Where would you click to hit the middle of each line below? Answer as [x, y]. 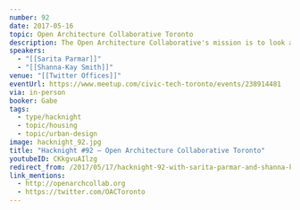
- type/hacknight [50, 117]
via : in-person [37, 92]
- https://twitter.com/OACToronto [81, 192]
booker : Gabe [33, 101]
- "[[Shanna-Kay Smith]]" [66, 68]
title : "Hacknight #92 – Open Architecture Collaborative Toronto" [137, 150]
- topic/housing [47, 126]
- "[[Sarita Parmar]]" [59, 59]
